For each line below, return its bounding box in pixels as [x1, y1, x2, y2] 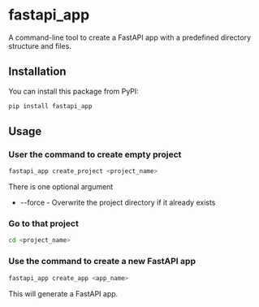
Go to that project [8, 218, 79, 229]
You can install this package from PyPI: [8, 86, 140, 96]
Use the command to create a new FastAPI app [8, 256, 196, 267]
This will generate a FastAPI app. [8, 288, 119, 298]
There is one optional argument [8, 182, 114, 192]
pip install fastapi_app [8, 102, 93, 110]
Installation [8, 65, 67, 79]
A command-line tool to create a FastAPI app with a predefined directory [8, 32, 252, 42]
